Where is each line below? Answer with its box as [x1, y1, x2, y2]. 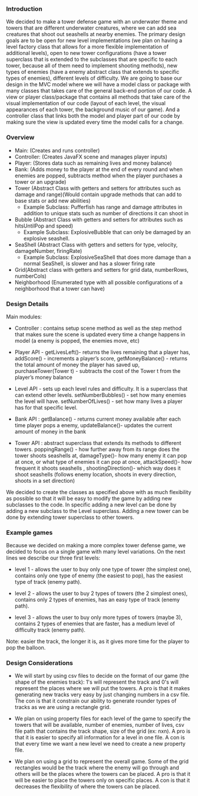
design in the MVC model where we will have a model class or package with [6, 81, 190, 88]
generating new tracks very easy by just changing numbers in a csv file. [14, 691, 190, 698]
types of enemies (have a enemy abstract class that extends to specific [6, 69, 180, 76]
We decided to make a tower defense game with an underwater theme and [6, 18, 187, 25]
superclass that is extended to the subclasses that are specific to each [6, 56, 178, 63]
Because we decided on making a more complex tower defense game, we [6, 542, 186, 549]
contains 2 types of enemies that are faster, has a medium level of [14, 620, 175, 628]
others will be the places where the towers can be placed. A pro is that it [14, 771, 190, 778]
